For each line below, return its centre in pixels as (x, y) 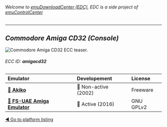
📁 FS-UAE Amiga (28, 101)
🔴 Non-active (93, 87)
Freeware (142, 90)
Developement (94, 79)
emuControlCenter (24, 12)
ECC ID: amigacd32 (26, 61)
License (141, 79)
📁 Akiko (17, 90)
